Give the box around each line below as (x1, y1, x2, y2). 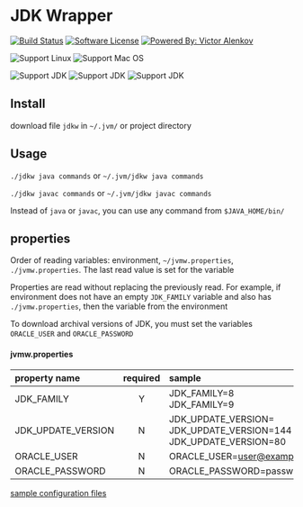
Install (10, 96, 46, 112)
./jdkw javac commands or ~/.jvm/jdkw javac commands (10, 187, 212, 198)
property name (14, 371, 80, 384)
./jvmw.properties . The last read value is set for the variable (10, 265, 235, 276)
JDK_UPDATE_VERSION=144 (168, 424, 292, 437)
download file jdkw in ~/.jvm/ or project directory (10, 120, 192, 131)
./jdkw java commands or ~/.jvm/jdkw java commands (10, 170, 204, 181)
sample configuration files (10, 487, 107, 498)
